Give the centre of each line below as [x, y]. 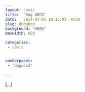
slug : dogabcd [20, 24]
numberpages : [19, 61]
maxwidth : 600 [20, 33]
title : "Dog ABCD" [26, 15]
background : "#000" [26, 29]
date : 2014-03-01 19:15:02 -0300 [43, 19]
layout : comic [20, 10]
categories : [18, 43]
